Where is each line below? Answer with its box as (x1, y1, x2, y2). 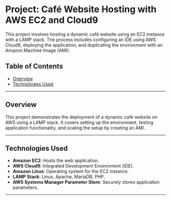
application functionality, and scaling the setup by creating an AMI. (5, 124, 146, 130)
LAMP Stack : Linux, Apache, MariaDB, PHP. (12, 174, 105, 180)
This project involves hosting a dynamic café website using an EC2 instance (5, 31, 165, 37)
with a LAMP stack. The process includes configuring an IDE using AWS (5, 37, 156, 43)
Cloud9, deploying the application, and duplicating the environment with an (5, 42, 163, 48)
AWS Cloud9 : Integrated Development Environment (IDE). (12, 163, 134, 169)
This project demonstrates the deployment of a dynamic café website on (5, 114, 158, 120)
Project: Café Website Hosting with (5, 4, 157, 15)
